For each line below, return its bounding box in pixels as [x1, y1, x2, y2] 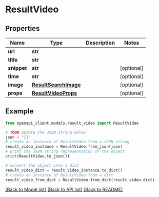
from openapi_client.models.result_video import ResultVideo [5, 121, 139, 126]
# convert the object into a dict [5, 163, 79, 168]
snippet [8, 65, 27, 71]
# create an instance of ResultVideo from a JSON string [5, 140, 130, 145]
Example [5, 107, 34, 116]
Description [86, 40, 115, 46]
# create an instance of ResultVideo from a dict [5, 172, 114, 178]
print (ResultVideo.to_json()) [5, 154, 70, 159]
